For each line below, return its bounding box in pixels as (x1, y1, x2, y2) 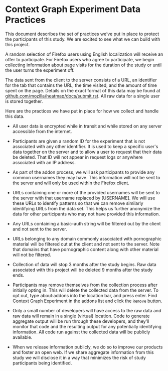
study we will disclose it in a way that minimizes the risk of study (12, 354, 146, 360)
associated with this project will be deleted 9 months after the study (12, 267, 153, 273)
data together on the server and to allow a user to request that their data (12, 149, 162, 155)
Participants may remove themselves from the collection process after (12, 282, 158, 288)
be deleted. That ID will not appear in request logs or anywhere (12, 154, 143, 160)
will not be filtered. (12, 252, 51, 258)
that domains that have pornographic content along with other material (12, 246, 159, 252)
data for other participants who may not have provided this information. (12, 211, 160, 217)
